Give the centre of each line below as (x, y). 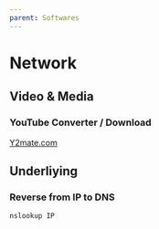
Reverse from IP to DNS (63, 197)
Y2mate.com (33, 142)
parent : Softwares (44, 18)
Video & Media (52, 97)
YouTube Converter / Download (81, 122)
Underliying (44, 171)
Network (43, 62)
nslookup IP (32, 216)
